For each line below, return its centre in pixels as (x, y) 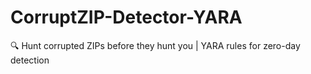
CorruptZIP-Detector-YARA (126, 17)
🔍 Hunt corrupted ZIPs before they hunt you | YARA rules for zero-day (155, 45)
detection (30, 60)
